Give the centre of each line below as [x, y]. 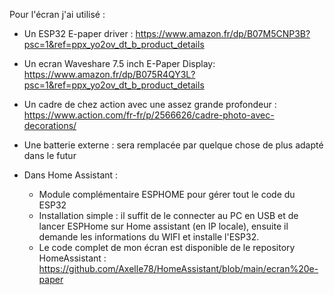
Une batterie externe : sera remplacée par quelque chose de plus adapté [173, 145]
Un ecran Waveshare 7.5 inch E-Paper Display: [119, 63]
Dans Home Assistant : [71, 175]
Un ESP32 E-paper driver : [78, 33]
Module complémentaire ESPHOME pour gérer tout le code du [167, 194]
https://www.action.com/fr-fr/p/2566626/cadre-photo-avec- [149, 115]
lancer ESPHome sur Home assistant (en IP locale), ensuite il [163, 226]
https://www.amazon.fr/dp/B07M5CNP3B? [223, 33]
